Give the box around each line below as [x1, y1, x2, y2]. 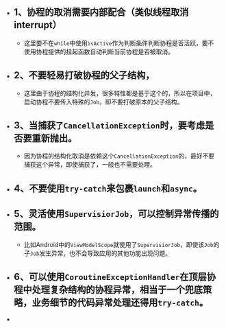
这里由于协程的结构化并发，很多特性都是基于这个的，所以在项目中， [23, 89, 216, 97]
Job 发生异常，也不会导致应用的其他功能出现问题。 [29, 249, 172, 257]
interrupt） [13, 19, 62, 31]
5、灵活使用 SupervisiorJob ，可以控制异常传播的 [13, 208, 219, 220]
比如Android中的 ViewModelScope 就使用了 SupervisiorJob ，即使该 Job [23, 240, 214, 248]
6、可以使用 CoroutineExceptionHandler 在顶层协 [13, 271, 216, 283]
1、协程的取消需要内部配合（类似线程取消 [13, 6, 189, 19]
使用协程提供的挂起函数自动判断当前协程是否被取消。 [23, 47, 175, 56]
